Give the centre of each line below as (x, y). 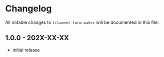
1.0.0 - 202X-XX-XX (37, 38)
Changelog (28, 9)
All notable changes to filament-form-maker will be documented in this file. (82, 22)
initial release (26, 50)
